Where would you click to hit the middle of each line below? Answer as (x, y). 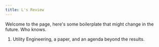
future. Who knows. (26, 29)
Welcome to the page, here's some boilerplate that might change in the (80, 24)
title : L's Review (25, 10)
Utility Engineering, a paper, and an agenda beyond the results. (78, 39)
